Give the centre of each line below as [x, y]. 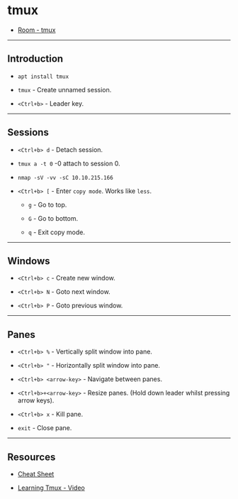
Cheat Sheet [36, 474]
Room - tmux [36, 30]
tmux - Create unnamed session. [64, 89]
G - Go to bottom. [53, 218]
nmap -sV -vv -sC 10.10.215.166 [65, 177]
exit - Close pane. [45, 428]
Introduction [35, 59]
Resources [32, 457]
